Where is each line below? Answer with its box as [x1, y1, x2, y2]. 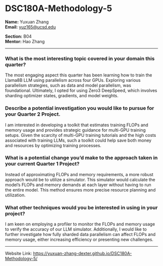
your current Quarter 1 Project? [5, 161, 80, 167]
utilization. [5, 192, 26, 198]
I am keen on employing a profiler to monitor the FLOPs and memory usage [5, 221, 155, 227]
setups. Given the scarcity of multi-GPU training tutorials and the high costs [5, 132, 156, 138]
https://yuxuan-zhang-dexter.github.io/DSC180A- [33, 251, 132, 256]
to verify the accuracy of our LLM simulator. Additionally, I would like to [5, 226, 147, 232]
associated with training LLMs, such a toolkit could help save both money [5, 137, 152, 143]
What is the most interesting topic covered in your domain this [5, 55, 155, 62]
